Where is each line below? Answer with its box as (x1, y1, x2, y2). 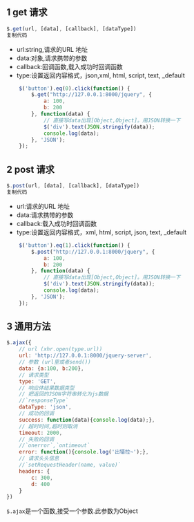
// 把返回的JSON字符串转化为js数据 (19, 391, 108, 398)
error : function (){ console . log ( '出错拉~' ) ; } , (19, 449, 149, 456)
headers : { (19, 467, 50, 475)
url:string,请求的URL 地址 (16, 45, 88, 53)
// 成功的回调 (19, 410, 55, 417)
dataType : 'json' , (19, 404, 72, 411)
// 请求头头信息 (19, 455, 59, 462)
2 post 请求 (6, 163, 55, 175)
